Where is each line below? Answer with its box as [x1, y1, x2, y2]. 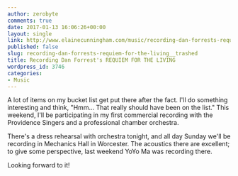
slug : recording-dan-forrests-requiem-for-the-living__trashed [7, 50, 198, 57]
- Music [7, 76, 30, 84]
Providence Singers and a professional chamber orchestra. [7, 119, 179, 127]
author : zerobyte [7, 10, 59, 18]
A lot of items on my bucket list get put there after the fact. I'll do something [7, 96, 228, 104]
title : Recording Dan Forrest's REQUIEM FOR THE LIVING [7, 57, 176, 64]
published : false [7, 43, 59, 50]
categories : [7, 70, 42, 77]
